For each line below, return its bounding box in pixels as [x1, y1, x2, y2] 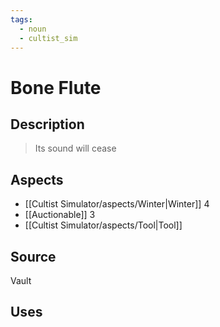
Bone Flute [10, 76, 102, 99]
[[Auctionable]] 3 [24, 209, 96, 221]
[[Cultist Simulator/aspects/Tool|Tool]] [24, 219, 183, 231]
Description [10, 116, 85, 133]
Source [10, 248, 57, 265]
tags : [10, 14, 33, 25]
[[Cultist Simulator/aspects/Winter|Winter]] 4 [24, 198, 210, 210]
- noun [19, 24, 47, 34]
